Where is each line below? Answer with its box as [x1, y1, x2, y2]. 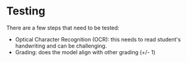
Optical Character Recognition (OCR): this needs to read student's [15, 36, 181, 43]
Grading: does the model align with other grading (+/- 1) [15, 48, 156, 55]
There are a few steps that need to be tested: [6, 24, 120, 31]
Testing [6, 4, 46, 18]
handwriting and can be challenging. [15, 42, 107, 49]
